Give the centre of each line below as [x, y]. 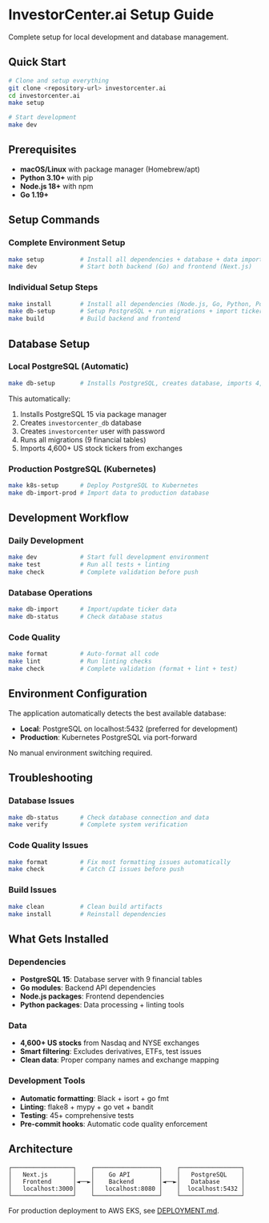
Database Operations [51, 593]
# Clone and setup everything [59, 81]
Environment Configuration [78, 694]
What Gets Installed [59, 939]
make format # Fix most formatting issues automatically [119, 862]
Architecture [41, 1149]
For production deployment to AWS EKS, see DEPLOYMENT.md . [114, 1210]
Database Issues [41, 801]
